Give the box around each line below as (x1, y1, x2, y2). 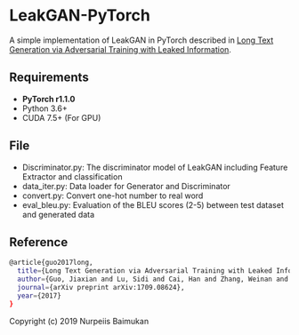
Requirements (9, 70, 89, 85)
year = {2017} (17, 291, 62, 300)
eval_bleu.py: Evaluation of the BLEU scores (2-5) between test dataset (21, 199, 285, 210)
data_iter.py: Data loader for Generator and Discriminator (21, 180, 231, 191)
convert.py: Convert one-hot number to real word (21, 190, 204, 201)
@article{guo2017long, (9, 259, 93, 267)
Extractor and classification (21, 171, 123, 182)
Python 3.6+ (21, 103, 69, 114)
